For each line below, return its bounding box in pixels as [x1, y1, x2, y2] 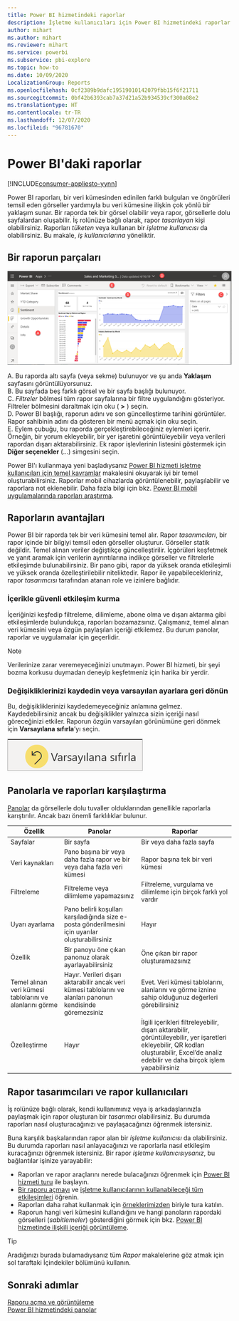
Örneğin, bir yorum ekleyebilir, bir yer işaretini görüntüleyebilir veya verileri [7, 432, 225, 441]
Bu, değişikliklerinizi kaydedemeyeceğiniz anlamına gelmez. [7, 702, 183, 711]
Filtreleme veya [63, 884, 109, 892]
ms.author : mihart [7, 34, 62, 41]
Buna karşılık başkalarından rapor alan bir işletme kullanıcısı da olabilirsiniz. [7, 1134, 228, 1142]
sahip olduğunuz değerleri [141, 993, 218, 1001]
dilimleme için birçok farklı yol [141, 887, 228, 897]
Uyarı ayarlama [10, 920, 55, 929]
